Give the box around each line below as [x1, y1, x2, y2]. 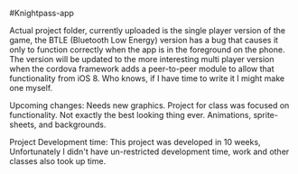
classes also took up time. [9, 156, 107, 166]
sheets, [9, 119, 37, 130]
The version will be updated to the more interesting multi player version [9, 54, 275, 64]
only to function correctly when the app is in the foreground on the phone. [9, 44, 285, 55]
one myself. [9, 83, 53, 93]
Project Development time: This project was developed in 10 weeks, [9, 137, 261, 147]
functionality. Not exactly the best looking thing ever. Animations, [9, 110, 251, 120]
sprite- [252, 110, 278, 120]
